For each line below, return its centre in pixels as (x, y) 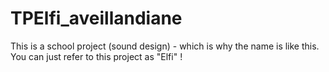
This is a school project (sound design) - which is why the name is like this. (165, 46)
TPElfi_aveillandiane (96, 18)
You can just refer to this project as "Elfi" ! (96, 56)
